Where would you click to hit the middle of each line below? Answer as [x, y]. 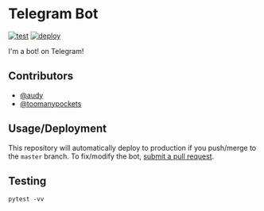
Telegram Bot [53, 14]
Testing [27, 180]
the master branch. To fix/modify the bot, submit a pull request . [111, 156]
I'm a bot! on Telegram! [46, 51]
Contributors [41, 76]
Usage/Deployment [58, 129]
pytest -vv [26, 199]
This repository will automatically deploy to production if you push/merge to [132, 148]
